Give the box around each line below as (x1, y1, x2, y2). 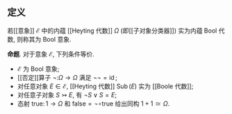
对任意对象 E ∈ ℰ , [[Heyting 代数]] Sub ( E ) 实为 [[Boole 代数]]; (17, 82, 194, 90)
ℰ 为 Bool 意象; (17, 65, 60, 73)
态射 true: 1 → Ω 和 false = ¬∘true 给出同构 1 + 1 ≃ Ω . (17, 99, 170, 108)
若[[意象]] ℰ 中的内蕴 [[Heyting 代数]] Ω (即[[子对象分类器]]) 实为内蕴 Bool (7, 26, 217, 35)
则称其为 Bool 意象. (16, 35, 72, 43)
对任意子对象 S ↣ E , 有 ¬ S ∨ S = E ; (17, 90, 117, 99)
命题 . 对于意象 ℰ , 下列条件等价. (7, 49, 95, 58)
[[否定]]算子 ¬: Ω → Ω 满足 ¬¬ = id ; (17, 73, 118, 81)
